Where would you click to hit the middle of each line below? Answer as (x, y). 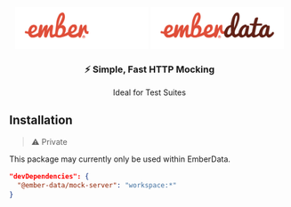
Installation (41, 120)
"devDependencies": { (49, 176)
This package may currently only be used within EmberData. (120, 159)
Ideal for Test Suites (150, 92)
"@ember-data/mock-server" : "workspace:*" (97, 186)
